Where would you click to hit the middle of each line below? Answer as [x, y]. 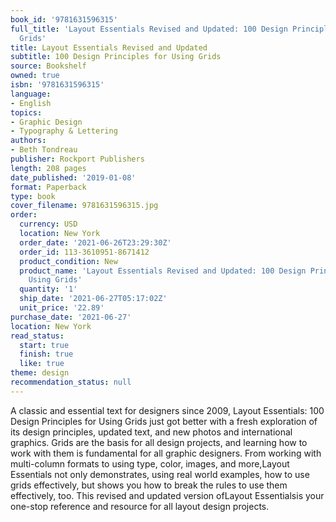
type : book [33, 196]
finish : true [46, 354]
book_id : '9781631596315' [64, 19]
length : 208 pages [48, 168]
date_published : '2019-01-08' [73, 177]
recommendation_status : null [71, 382]
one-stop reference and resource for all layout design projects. [140, 506]
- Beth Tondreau [44, 150]
